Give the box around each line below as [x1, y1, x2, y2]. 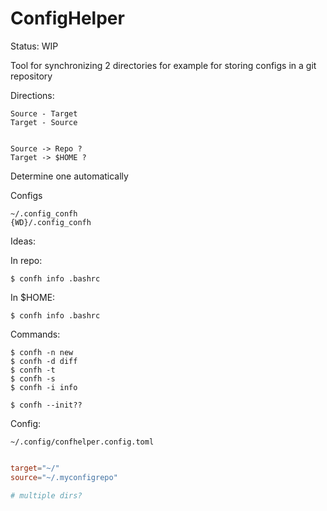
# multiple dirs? [10, 490, 83, 501]
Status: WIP [10, 40, 59, 52]
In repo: [10, 254, 43, 266]
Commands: [10, 328, 61, 340]
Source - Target [10, 108, 78, 119]
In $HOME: [10, 291, 56, 303]
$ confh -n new [10, 347, 74, 357]
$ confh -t [10, 365, 56, 375]
